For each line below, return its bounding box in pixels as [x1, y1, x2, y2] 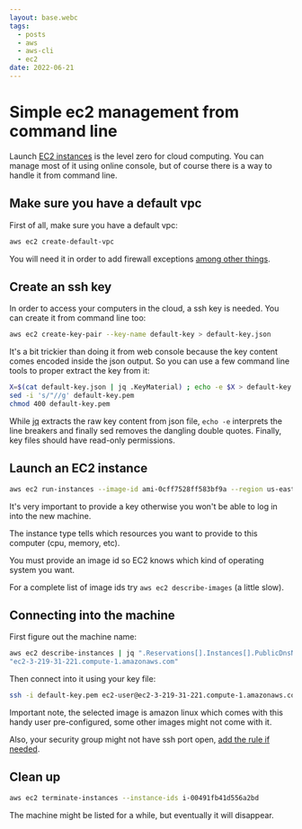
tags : [9, 22, 30, 31]
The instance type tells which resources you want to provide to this [9, 527, 258, 539]
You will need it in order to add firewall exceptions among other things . [9, 253, 271, 264]
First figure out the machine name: [9, 631, 138, 642]
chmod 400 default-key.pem [9, 399, 111, 409]
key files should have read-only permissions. [9, 435, 175, 445]
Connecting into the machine [9, 607, 175, 622]
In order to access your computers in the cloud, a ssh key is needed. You [9, 303, 280, 314]
